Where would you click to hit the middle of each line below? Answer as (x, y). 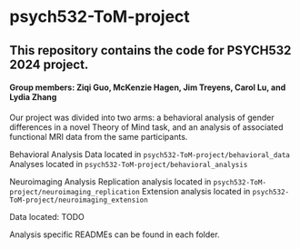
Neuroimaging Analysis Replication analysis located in (110, 181)
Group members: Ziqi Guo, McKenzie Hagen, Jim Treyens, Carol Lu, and (148, 87)
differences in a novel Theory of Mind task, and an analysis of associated (146, 127)
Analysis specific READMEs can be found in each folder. (115, 234)
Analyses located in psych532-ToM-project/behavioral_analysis (129, 164)
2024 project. (49, 64)
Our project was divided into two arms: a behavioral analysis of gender (142, 117)
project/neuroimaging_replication (75, 192)
